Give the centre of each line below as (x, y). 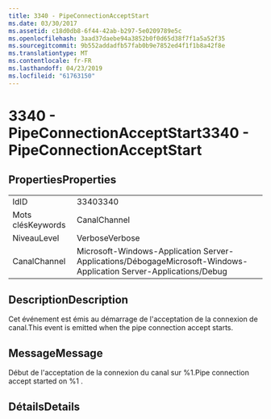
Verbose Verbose (108, 237)
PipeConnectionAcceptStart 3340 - (129, 133)
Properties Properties (63, 180)
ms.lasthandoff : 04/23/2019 (56, 69)
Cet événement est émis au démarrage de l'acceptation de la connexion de (133, 319)
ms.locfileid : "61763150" (52, 76)
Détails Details (44, 406)
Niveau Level (36, 237)
